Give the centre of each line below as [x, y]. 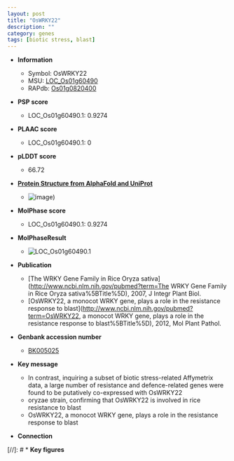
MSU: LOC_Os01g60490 [63, 81]
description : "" [31, 27]
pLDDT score [37, 156]
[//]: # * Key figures [36, 450]
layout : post [26, 14]
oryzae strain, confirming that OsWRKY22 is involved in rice [114, 400]
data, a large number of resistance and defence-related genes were [126, 385]
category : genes [31, 33]
